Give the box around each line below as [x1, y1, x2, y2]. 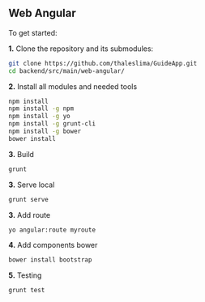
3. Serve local [8, 180, 55, 189]
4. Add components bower [8, 240, 98, 250]
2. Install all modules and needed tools [8, 81, 138, 91]
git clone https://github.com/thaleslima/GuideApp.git [8, 59, 198, 67]
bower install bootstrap [8, 256, 92, 264]
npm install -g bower [8, 127, 82, 136]
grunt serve [8, 195, 49, 203]
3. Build [8, 149, 35, 159]
